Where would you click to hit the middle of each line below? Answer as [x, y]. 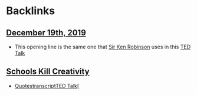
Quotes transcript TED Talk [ [47, 86]
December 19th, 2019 [46, 33]
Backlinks [31, 11]
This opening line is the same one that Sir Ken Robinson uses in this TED [103, 47]
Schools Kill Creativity [48, 72]
